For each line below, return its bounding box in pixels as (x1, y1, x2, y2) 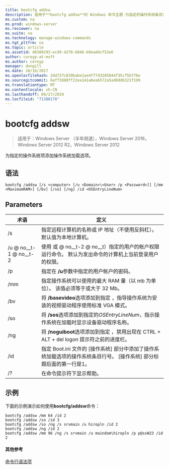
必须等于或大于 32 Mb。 (65, 284, 123, 291)
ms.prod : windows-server (5, 21, 57, 27)
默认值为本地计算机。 (41, 233, 92, 241)
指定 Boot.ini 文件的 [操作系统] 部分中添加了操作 (41, 345, 154, 352)
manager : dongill (5, 64, 42, 69)
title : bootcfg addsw (5, 7, 51, 13)
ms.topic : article (5, 45, 44, 50)
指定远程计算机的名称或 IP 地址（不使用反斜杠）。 (41, 226, 157, 233)
